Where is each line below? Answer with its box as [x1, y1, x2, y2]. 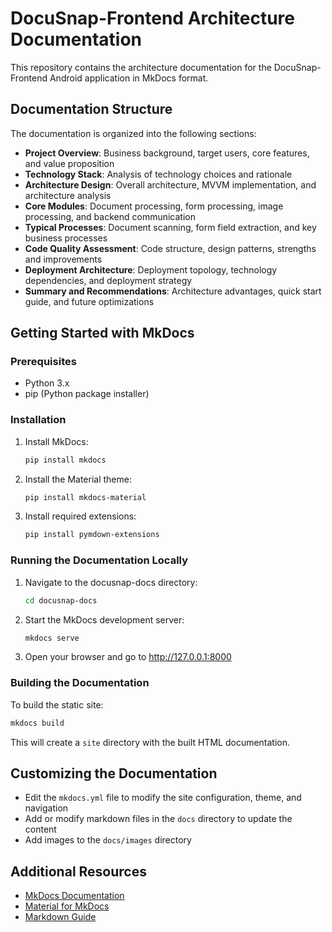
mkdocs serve [24, 633, 80, 643]
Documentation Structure [10, 101, 173, 118]
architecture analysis [24, 189, 112, 201]
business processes [24, 232, 108, 244]
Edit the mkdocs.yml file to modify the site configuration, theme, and [24, 792, 302, 804]
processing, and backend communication [24, 210, 196, 222]
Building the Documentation [10, 676, 150, 690]
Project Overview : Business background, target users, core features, [24, 147, 310, 159]
